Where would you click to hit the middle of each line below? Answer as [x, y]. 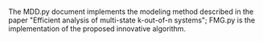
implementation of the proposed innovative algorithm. [97, 29]
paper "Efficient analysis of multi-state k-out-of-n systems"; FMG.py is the [132, 20]
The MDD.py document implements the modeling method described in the [131, 12]
